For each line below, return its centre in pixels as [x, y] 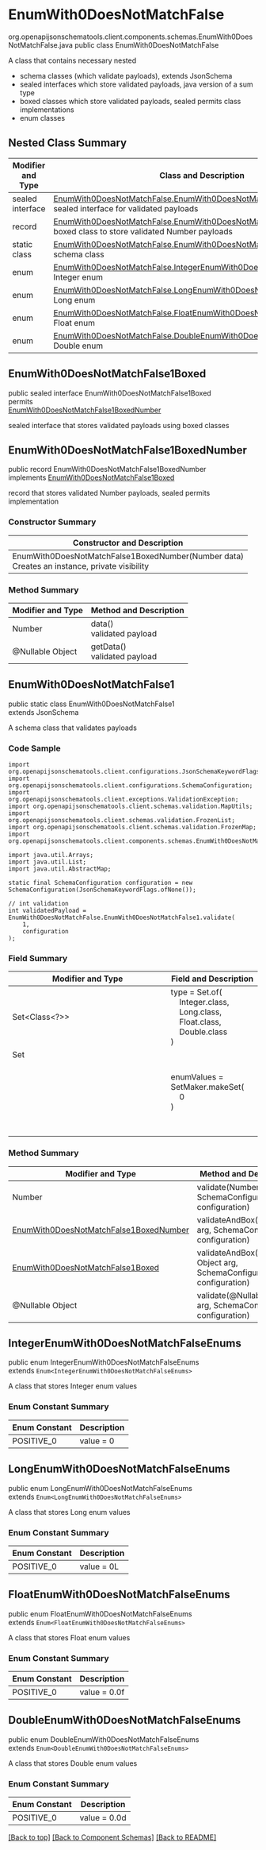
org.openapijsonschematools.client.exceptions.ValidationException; [123, 800]
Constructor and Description [128, 543]
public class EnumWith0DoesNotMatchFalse [147, 44]
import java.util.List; [47, 862]
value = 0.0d [103, 1818]
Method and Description [137, 610]
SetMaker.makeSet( [207, 1087]
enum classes [42, 118]
